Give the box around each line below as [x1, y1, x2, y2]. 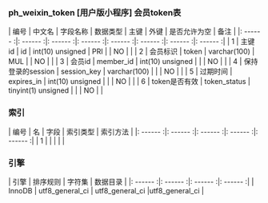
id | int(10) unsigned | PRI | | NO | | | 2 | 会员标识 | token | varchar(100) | [20, 46, 255, 57]
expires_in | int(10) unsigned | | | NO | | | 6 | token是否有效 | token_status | [8, 77, 250, 86]
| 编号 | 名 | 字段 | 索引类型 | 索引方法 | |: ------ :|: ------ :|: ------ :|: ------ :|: [8, 126, 258, 137]
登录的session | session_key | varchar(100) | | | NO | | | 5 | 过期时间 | [8, 66, 233, 77]
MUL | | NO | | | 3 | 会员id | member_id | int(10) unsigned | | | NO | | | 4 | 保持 [8, 57, 258, 66]
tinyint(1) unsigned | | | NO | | [8, 86, 104, 95]
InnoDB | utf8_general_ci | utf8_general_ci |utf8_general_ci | [8, 185, 204, 195]
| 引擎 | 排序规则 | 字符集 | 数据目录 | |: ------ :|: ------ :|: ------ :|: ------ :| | [8, 177, 254, 186]
